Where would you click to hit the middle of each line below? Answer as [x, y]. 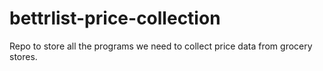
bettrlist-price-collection [115, 18]
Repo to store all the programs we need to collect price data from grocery [161, 46]
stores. [23, 56]
